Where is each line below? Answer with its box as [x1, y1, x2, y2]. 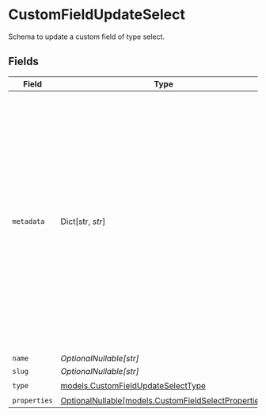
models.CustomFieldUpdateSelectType [60, 380, 206, 391]
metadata [12, 217, 45, 225]
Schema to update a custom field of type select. [8, 32, 165, 41]
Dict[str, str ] [60, 216, 106, 227]
